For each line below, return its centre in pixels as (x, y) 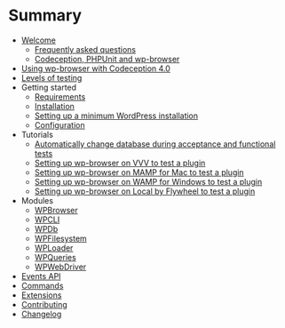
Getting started (49, 87)
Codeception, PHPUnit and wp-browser (107, 59)
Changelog (41, 314)
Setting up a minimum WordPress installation (116, 116)
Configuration (59, 124)
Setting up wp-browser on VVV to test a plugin (120, 163)
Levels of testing (51, 77)
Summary (45, 16)
